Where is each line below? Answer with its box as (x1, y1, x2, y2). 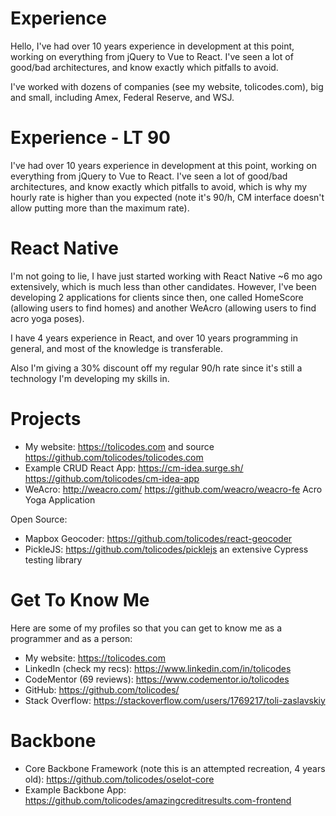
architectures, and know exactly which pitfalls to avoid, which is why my (10, 180, 308, 192)
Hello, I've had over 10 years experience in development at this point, (10, 40, 295, 52)
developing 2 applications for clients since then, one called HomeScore (10, 291, 304, 303)
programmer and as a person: (10, 632, 133, 644)
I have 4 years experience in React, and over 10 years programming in (10, 332, 298, 344)
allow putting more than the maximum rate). (10, 202, 190, 214)
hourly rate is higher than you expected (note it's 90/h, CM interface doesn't (10, 191, 325, 203)
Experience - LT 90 (10, 127, 171, 149)
